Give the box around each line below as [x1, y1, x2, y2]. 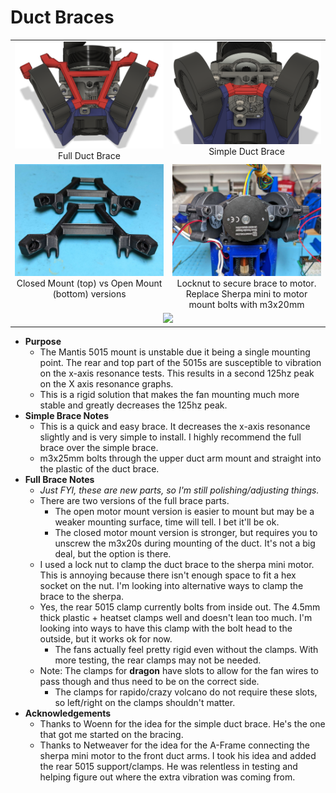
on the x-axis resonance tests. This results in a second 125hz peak [39, 367, 315, 380]
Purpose [24, 336, 62, 348]
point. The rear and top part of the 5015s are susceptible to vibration [39, 357, 322, 369]
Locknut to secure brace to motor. [176, 277, 317, 289]
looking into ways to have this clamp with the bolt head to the [39, 622, 293, 635]
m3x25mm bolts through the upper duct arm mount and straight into [39, 452, 322, 465]
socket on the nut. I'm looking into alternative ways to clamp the [39, 580, 304, 592]
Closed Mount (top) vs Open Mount [16, 277, 163, 289]
